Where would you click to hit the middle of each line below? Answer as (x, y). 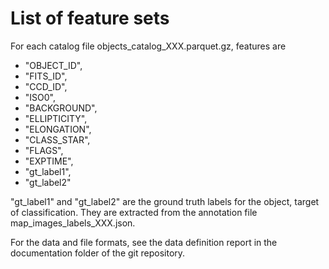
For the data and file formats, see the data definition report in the (144, 242)
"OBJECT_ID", (53, 65)
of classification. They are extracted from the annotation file (134, 212)
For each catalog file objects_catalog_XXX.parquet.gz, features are (148, 46)
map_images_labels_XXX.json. (73, 223)
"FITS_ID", (46, 76)
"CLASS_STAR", (57, 139)
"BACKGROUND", (61, 108)
